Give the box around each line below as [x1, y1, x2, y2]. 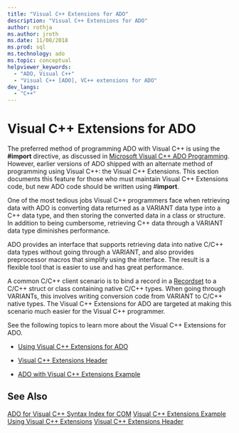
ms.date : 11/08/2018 [7, 37, 69, 44]
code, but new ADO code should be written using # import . [7, 183, 179, 191]
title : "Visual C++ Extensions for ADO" [7, 10, 129, 18]
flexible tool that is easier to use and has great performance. [7, 263, 184, 272]
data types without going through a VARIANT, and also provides [7, 248, 194, 257]
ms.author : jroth [7, 30, 59, 38]
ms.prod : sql [7, 44, 46, 51]
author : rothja [7, 24, 53, 31]
